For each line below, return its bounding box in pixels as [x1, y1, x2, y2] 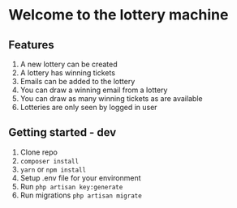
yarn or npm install [19, 164, 87, 174]
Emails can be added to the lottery [19, 77, 136, 86]
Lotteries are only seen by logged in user [19, 103, 157, 112]
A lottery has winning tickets [19, 68, 116, 78]
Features [8, 38, 54, 52]
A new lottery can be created [19, 59, 118, 69]
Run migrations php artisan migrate [19, 190, 142, 200]
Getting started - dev [8, 125, 117, 139]
